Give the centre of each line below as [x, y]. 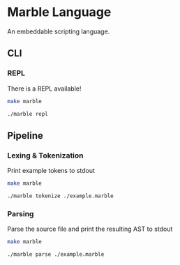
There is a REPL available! [44, 89]
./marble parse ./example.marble [56, 254]
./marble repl [28, 114]
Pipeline [25, 136]
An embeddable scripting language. [59, 31]
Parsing [21, 213]
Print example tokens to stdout [51, 171]
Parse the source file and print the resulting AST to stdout [90, 229]
